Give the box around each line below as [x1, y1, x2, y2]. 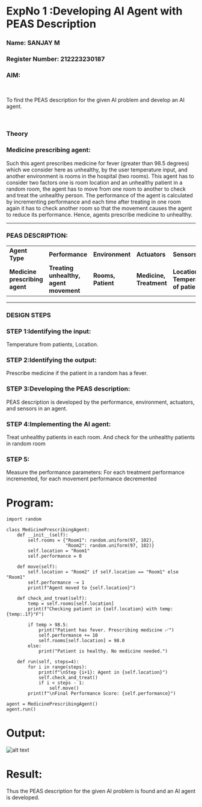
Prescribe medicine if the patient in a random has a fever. [6, 369, 148, 377]
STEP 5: [6, 455, 30, 463]
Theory [6, 130, 28, 138]
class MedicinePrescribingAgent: [6, 527, 90, 533]
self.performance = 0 [28, 553, 82, 560]
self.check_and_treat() [38, 675, 98, 681]
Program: [6, 496, 54, 510]
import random [6, 516, 42, 523]
